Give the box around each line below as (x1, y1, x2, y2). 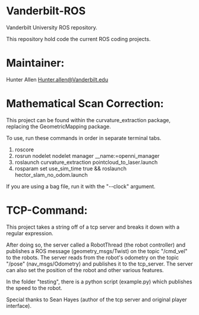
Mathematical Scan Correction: (6, 97, 165, 111)
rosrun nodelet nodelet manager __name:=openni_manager (14, 152, 160, 159)
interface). (6, 302, 31, 309)
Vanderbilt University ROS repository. (6, 24, 98, 31)
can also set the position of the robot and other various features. (6, 266, 165, 273)
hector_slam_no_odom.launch (14, 171, 88, 178)
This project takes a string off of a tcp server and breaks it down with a (6, 223, 180, 230)
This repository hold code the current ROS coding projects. (6, 35, 151, 42)
